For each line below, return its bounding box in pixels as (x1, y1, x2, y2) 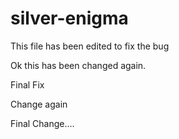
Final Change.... (10, 117, 75, 129)
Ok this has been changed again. (10, 59, 147, 71)
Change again (10, 98, 68, 110)
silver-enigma (10, 7, 129, 30)
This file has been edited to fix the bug (10, 40, 170, 52)
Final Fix (10, 78, 45, 91)
